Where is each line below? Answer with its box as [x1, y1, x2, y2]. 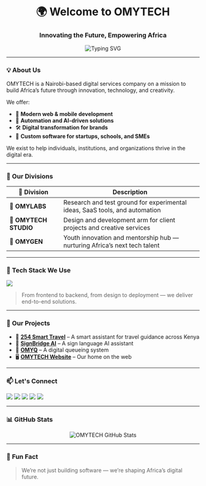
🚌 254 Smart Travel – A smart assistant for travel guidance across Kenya [15, 333, 200, 341]
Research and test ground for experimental [63, 198, 187, 207]
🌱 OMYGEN [9, 237, 43, 246]
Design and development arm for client [63, 216, 176, 225]
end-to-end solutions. [21, 298, 77, 306]
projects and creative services [63, 223, 151, 232]
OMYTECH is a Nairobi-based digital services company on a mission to [6, 80, 186, 87]
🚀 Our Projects [6, 319, 50, 328]
